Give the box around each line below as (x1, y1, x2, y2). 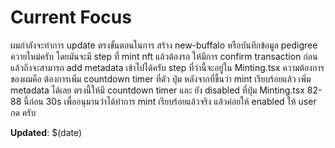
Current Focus (10, 6, 132, 29)
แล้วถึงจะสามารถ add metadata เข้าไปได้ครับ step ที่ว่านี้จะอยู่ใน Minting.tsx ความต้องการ (10, 61, 325, 73)
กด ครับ (10, 106, 37, 118)
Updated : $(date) (10, 126, 83, 138)
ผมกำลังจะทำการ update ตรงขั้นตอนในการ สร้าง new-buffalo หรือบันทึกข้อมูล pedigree (10, 39, 318, 51)
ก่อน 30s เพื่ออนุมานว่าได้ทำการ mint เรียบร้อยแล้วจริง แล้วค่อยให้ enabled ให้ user (28, 95, 317, 107)
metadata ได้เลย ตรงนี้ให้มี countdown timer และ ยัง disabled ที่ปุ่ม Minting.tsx (10, 84, 305, 96)
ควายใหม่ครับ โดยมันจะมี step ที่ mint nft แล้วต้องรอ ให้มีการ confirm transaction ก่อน (10, 50, 318, 62)
